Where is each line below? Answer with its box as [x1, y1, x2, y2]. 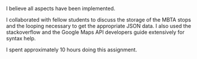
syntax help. [6, 35, 37, 41]
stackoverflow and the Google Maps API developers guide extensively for [6, 29, 185, 36]
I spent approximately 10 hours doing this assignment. [6, 46, 137, 53]
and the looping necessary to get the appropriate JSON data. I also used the [6, 23, 192, 29]
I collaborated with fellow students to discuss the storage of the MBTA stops [6, 16, 192, 23]
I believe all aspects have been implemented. [6, 5, 116, 12]
